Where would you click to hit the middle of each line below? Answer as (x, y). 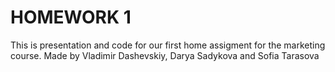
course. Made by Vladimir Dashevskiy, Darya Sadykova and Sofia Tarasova (165, 55)
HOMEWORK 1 (71, 17)
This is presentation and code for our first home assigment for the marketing (168, 45)
